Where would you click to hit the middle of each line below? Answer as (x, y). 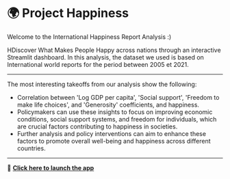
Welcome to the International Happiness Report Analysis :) (89, 37)
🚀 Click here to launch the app (51, 167)
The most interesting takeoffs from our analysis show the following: (102, 84)
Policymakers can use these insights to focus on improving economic (115, 112)
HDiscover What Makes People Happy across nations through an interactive (114, 50)
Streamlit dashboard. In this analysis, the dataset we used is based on (105, 57)
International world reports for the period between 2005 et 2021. (98, 64)
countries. (31, 148)
